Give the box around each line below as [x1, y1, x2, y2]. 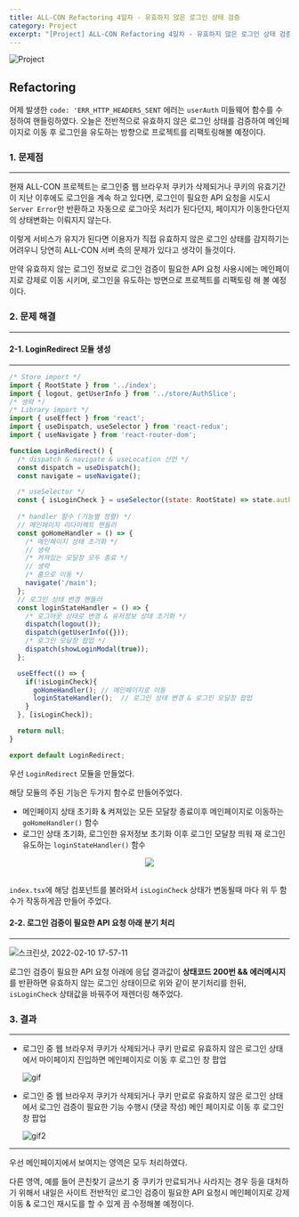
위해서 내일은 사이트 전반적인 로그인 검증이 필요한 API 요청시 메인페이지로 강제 [18, 1188, 290, 1198]
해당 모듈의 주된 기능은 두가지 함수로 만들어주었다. [9, 787, 183, 798]
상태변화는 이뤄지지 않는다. [18, 215, 112, 225]
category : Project [9, 21, 77, 30]
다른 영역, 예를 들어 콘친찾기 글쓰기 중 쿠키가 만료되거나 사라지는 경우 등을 [9, 1176, 265, 1187]
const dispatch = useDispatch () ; [17, 463, 141, 472]
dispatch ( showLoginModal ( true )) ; [25, 645, 149, 654]
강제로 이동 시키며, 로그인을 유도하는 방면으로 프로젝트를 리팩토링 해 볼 [25, 275, 271, 286]
